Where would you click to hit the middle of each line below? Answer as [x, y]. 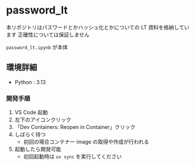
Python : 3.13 [30, 82]
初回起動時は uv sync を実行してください [73, 157]
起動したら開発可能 [38, 149]
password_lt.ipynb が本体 [37, 47]
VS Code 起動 [31, 112]
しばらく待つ [30, 135]
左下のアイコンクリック [43, 120]
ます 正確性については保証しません [48, 34]
